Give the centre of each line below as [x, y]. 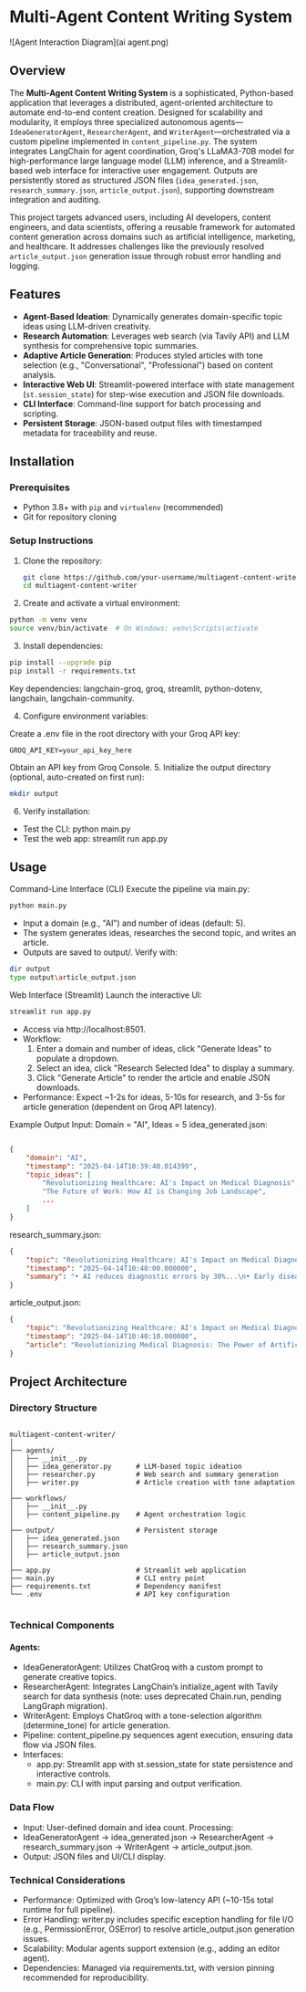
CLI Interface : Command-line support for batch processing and [142, 404]
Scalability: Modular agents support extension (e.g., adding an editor [151, 1949]
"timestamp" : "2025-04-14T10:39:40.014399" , [112, 1166]
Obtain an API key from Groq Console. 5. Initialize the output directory [140, 767]
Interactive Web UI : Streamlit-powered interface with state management [158, 384]
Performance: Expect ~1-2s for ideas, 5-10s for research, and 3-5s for [154, 1096]
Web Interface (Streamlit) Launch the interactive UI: [106, 995]
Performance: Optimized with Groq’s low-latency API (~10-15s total [148, 1900]
